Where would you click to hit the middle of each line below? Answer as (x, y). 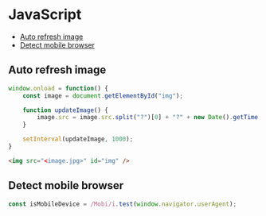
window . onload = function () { (59, 88)
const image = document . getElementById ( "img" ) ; (103, 96)
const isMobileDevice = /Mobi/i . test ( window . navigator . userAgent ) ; (123, 204)
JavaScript (45, 15)
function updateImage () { (66, 110)
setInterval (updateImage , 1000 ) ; (78, 139)
